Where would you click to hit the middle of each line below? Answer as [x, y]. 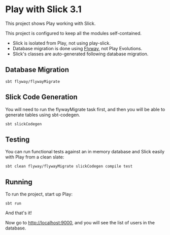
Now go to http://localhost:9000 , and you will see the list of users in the [80, 223]
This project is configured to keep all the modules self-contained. [74, 33]
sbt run [13, 204]
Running [19, 182]
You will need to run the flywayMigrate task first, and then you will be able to [85, 109]
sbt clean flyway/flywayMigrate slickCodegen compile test [69, 166]
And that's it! [19, 213]
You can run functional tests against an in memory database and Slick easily [85, 152]
